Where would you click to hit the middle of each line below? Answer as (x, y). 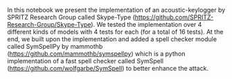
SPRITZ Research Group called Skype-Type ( (71, 17)
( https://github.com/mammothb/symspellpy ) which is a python (96, 54)
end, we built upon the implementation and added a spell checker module (112, 39)
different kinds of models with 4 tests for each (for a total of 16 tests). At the (115, 32)
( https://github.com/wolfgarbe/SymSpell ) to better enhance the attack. (108, 68)
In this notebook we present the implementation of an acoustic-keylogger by (116, 10)
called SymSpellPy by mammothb (55, 46)
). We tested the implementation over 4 (146, 24)
